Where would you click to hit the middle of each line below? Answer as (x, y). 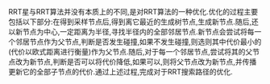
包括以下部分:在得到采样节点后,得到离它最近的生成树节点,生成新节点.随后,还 (134, 22)
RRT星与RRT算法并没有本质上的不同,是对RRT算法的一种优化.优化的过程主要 (133, 12)
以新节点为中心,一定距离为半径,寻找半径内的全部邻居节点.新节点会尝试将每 (132, 32)
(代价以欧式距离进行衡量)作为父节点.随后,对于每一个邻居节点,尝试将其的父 (131, 52)
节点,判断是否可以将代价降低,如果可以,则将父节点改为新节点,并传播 (146, 62)
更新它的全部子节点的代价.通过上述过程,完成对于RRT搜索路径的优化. (121, 72)
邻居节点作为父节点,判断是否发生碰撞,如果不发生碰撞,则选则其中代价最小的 (138, 42)
